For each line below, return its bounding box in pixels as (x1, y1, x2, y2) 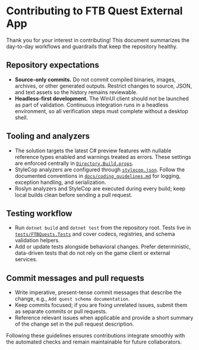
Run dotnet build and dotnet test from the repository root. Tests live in (14, 224, 191, 232)
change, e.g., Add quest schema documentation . (14, 295, 130, 302)
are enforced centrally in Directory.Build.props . (14, 160, 134, 167)
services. (14, 256, 37, 263)
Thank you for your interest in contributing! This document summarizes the (6, 36, 190, 43)
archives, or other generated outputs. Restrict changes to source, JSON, (14, 82, 192, 89)
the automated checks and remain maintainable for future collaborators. (6, 338, 182, 346)
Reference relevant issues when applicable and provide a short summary (14, 314, 194, 321)
